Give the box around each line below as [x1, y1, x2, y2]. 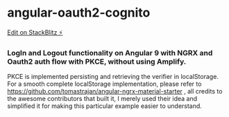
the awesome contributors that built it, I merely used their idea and [7, 95, 198, 103]
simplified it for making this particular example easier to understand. [7, 102, 203, 110]
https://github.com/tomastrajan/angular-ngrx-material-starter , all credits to [7, 87, 223, 96]
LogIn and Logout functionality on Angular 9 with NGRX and [7, 48, 213, 57]
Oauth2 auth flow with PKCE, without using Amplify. [7, 57, 187, 66]
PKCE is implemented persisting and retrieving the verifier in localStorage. [7, 73, 219, 81]
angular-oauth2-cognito [7, 5, 151, 21]
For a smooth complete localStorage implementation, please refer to [7, 80, 202, 88]
